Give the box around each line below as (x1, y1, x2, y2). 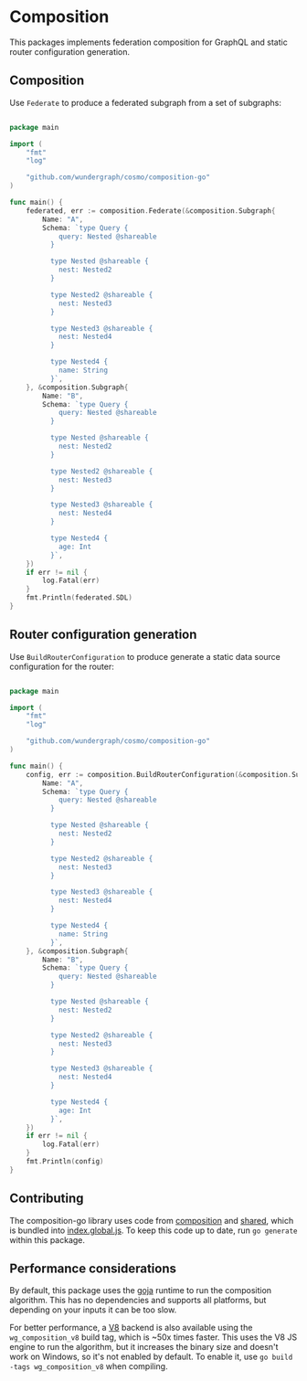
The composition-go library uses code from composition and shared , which (9, 1215, 294, 1226)
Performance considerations (9, 1261, 176, 1277)
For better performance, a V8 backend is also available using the (9, 1323, 253, 1333)
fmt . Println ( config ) (26, 1157, 104, 1166)
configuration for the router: (9, 661, 114, 672)
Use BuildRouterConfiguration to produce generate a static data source (9, 651, 281, 662)
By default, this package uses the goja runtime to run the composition (9, 1285, 272, 1296)
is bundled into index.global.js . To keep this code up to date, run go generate (9, 1225, 298, 1236)
